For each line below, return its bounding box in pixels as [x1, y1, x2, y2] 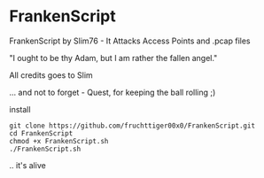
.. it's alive [9, 159, 46, 170]
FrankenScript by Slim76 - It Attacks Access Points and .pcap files [9, 35, 251, 46]
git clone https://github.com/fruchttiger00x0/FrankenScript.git [9, 121, 255, 130]
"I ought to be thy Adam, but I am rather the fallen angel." [9, 52, 218, 63]
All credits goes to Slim [9, 69, 93, 81]
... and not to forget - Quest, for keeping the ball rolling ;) [9, 87, 216, 97]
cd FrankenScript [9, 128, 74, 138]
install [9, 104, 31, 114]
